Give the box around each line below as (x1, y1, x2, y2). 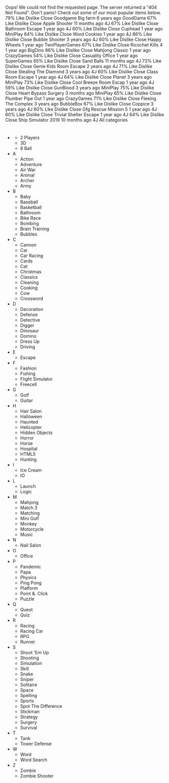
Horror (20, 435, 34, 441)
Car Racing (20, 252, 43, 259)
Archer (20, 178, 34, 184)
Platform (20, 585, 38, 591)
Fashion (20, 366, 37, 372)
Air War (20, 167, 36, 173)
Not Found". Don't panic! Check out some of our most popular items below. (5, 10, 161, 16)
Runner (20, 639, 35, 645)
